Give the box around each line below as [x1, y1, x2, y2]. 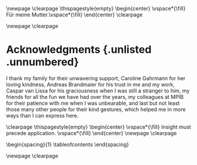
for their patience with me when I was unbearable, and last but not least [6, 99, 180, 106]
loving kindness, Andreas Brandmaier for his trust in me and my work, [6, 81, 175, 88]
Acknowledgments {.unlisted [6, 43, 152, 56]
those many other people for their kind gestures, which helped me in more [6, 105, 186, 113]
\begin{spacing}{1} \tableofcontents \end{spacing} [6, 140, 129, 148]
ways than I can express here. [6, 112, 79, 119]
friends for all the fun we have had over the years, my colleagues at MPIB [6, 93, 184, 100]
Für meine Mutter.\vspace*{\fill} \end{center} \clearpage [6, 11, 143, 18]
